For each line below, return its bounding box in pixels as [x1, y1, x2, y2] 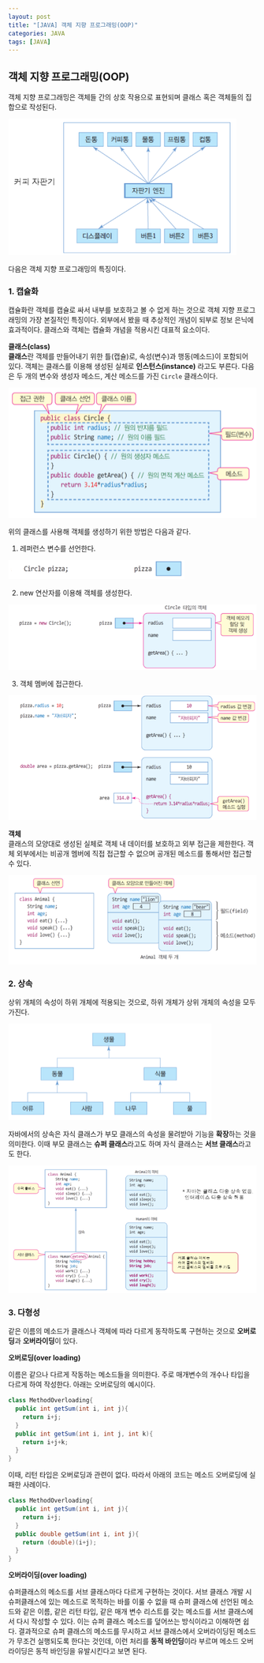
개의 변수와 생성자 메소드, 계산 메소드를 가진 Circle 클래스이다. [24, 371, 218, 381]
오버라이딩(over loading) [8, 1571, 87, 1580]
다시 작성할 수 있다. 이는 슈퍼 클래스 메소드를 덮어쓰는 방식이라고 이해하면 [16, 1616, 242, 1627]
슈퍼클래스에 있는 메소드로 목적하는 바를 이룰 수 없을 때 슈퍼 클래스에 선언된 [8, 1597, 240, 1607]
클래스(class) [8, 342, 51, 352]
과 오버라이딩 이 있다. [14, 1336, 78, 1346]
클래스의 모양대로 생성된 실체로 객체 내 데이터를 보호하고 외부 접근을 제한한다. [8, 838, 246, 848]
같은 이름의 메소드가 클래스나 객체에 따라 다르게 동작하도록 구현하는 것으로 [8, 1326, 236, 1336]
